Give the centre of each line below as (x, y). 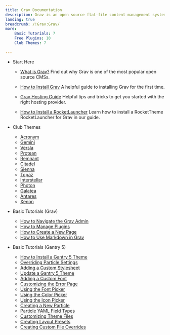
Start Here (23, 62)
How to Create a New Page (48, 232)
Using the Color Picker (44, 294)
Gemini (28, 142)
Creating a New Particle (45, 305)
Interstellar (31, 180)
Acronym (30, 137)
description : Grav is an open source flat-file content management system (86, 15)
